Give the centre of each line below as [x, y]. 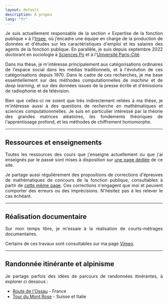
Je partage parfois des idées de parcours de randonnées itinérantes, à [84, 276]
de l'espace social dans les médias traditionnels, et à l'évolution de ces [84, 70]
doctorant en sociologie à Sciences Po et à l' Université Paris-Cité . [73, 55]
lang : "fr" [16, 19]
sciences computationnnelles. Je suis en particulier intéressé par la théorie [84, 111]
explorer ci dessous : [27, 281]
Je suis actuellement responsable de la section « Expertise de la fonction [84, 34]
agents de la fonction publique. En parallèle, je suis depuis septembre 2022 [84, 49]
